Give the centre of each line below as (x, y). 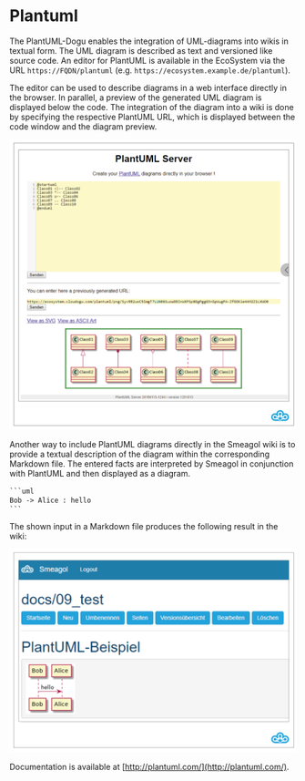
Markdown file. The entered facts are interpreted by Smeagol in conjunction (152, 464)
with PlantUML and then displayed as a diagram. (100, 474)
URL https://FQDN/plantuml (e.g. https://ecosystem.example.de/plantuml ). (150, 70)
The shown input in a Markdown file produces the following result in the (144, 527)
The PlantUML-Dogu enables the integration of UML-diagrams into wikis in (149, 41)
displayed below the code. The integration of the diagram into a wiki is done (152, 107)
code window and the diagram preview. (83, 126)
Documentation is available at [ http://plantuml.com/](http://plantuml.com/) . (149, 766)
